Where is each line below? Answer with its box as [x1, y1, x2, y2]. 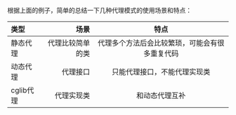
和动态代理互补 [136, 90, 186, 100]
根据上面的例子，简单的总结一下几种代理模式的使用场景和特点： [7, 6, 192, 14]
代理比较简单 [47, 38, 90, 48]
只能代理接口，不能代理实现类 [111, 67, 211, 76]
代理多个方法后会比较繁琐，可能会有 [97, 38, 218, 48]
